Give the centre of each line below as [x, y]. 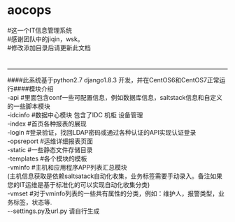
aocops [29, 10]
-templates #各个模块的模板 [47, 158]
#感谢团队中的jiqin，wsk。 [45, 39]
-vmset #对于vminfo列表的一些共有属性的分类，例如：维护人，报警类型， [113, 193]
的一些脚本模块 [29, 106]
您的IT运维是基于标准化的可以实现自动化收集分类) [79, 185]
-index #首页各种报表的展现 [47, 124]
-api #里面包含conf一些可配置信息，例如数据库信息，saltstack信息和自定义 [115, 98]
